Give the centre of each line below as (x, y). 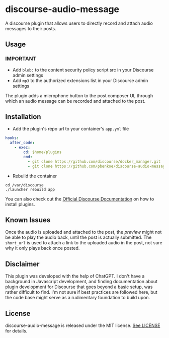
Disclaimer (22, 264)
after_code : (22, 143)
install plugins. (20, 204)
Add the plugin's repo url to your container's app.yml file (71, 129)
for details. (16, 331)
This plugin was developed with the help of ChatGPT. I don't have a (75, 276)
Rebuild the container (35, 176)
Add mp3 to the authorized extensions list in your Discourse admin (80, 80)
